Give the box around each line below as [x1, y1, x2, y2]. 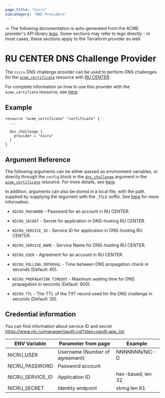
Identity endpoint [57, 384, 97, 391]
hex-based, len [116, 370, 152, 377]
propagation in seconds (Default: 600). [12, 281, 91, 287]
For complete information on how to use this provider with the [5, 84, 130, 90]
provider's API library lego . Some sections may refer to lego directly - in [5, 30, 150, 36]
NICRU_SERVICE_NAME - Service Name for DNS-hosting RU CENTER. [12, 242, 146, 248]
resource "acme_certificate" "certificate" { [5, 116, 100, 121]
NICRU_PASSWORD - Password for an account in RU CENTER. [12, 208, 130, 214]
